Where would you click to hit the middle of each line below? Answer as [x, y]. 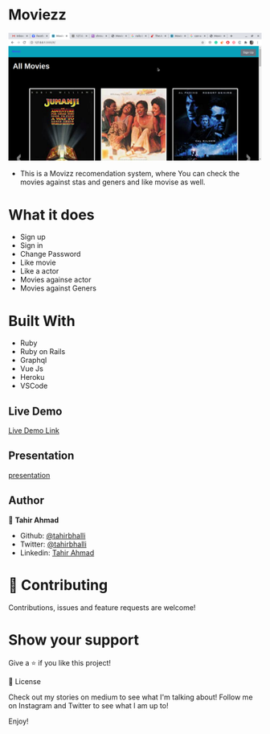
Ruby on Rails [43, 352]
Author [26, 501]
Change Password [50, 254]
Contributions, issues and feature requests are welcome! [102, 607]
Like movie [38, 262]
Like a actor [39, 271]
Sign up [33, 237]
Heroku [32, 377]
